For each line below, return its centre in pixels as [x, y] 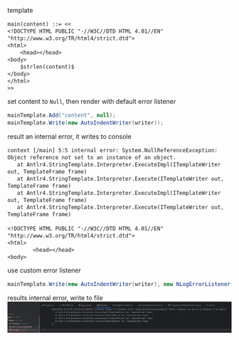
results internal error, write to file [55, 297]
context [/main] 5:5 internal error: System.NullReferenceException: [113, 150]
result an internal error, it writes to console [69, 136]
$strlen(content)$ [47, 67]
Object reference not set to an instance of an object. [92, 157]
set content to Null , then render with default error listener [92, 101]
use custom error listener [44, 270]
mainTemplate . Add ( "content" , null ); [62, 115]
